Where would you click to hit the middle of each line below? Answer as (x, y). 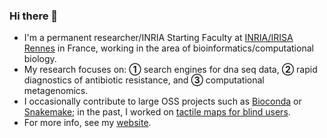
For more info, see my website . (87, 123)
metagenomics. (56, 91)
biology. (40, 59)
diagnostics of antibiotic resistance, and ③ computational (144, 80)
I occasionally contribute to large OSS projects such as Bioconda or (162, 101)
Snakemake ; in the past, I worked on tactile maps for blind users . (157, 112)
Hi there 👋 (34, 16)
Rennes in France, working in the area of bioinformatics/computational (168, 48)
